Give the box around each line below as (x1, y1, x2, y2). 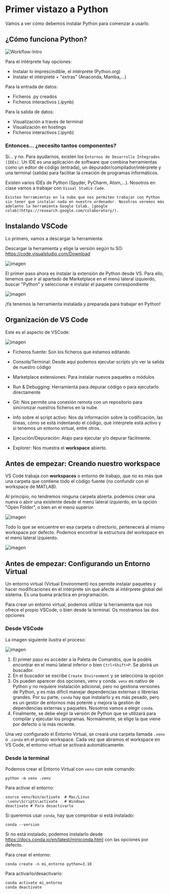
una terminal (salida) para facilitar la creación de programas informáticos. (5, 170, 159, 176)
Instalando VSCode (5, 222, 68, 231)
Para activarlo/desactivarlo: (5, 870, 63, 876)
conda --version (5, 822, 40, 827)
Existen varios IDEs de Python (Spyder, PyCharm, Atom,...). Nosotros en (5, 179, 156, 186)
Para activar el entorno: (5, 784, 54, 791)
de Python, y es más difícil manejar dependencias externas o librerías (12, 689, 158, 695)
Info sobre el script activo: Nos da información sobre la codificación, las (12, 414, 163, 420)
